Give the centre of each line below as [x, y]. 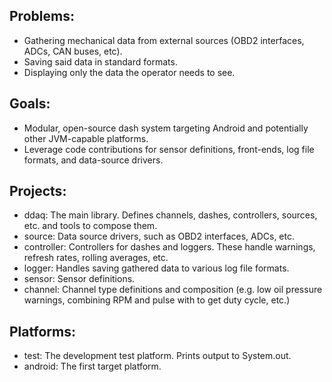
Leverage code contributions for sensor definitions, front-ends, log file [169, 149]
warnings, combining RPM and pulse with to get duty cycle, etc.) [157, 300]
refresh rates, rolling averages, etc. [96, 258]
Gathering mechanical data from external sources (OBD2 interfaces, [164, 40]
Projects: [38, 191]
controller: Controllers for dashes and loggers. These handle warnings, [169, 247]
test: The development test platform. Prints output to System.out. [157, 356]
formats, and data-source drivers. [93, 160]
